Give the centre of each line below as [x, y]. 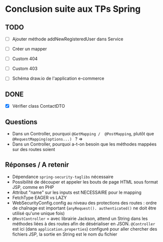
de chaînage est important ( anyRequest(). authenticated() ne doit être [84, 208]
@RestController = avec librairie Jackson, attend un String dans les [80, 218]
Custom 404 [25, 59]
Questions [21, 122]
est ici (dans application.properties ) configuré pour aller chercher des [85, 229]
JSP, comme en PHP [33, 187]
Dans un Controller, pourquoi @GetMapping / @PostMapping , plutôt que [83, 134]
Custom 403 [25, 69]
